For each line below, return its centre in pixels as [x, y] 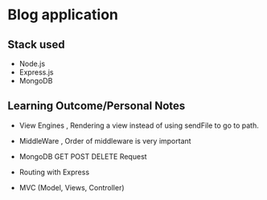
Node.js [32, 63]
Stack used [36, 45]
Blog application [63, 15]
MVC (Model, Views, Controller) [72, 187]
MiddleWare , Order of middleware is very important [105, 141]
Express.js [36, 72]
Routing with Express [54, 172]
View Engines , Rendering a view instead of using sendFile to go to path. [139, 125]
